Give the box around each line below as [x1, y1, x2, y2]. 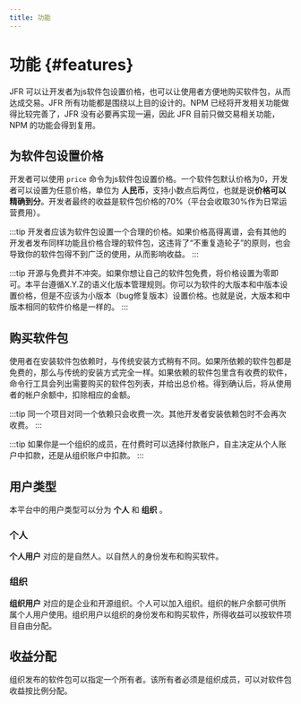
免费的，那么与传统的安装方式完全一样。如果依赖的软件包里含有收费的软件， [9, 367, 292, 378]
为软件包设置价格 [9, 148, 104, 163]
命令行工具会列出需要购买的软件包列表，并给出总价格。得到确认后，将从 [9, 378, 276, 389]
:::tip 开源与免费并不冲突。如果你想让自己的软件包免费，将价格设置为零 [9, 268, 271, 279]
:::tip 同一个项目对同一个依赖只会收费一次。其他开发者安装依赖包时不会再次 [9, 409, 287, 420]
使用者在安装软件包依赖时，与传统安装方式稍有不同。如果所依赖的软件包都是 [9, 356, 292, 367]
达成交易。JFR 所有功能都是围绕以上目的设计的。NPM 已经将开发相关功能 [9, 97, 282, 108]
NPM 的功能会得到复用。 [9, 119, 101, 130]
